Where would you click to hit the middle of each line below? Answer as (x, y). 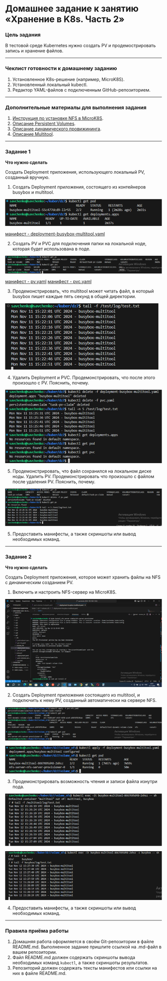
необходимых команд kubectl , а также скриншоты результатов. (80, 963)
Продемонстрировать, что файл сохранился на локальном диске (82, 471)
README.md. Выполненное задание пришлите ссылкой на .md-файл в (87, 947)
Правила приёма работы (37, 931)
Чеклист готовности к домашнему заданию (61, 69)
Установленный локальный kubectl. (50, 85)
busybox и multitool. (33, 193)
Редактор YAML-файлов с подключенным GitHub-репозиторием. (81, 90)
